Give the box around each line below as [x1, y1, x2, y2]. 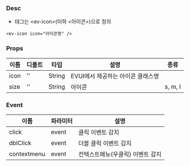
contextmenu [9, 150, 46, 158]
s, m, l [164, 82, 181, 91]
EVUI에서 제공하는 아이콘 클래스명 [71, 72, 160, 80]
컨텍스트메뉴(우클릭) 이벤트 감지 [78, 150, 162, 158]
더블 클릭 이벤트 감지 [78, 139, 132, 147]
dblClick [9, 139, 32, 147]
